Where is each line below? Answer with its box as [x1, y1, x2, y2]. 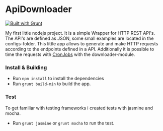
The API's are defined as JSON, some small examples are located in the [5, 35, 154, 41]
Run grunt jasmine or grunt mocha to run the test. [12, 120, 115, 126]
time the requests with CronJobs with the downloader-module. [5, 51, 135, 57]
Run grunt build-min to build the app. [12, 81, 91, 87]
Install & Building [5, 64, 47, 71]
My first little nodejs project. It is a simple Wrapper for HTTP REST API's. [5, 30, 155, 36]
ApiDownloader [5, 4, 72, 15]
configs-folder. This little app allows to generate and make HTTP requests [5, 40, 158, 46]
